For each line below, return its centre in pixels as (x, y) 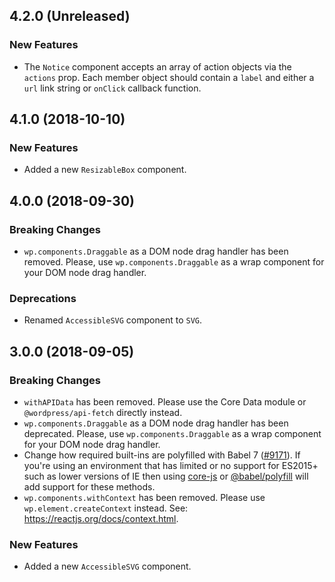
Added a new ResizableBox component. (105, 170)
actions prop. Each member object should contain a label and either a (169, 77)
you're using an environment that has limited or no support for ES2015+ (171, 466)
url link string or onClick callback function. (112, 88)
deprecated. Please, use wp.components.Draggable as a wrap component (172, 434)
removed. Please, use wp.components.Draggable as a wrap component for (174, 262)
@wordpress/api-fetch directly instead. (103, 413)
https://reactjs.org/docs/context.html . (101, 519)
